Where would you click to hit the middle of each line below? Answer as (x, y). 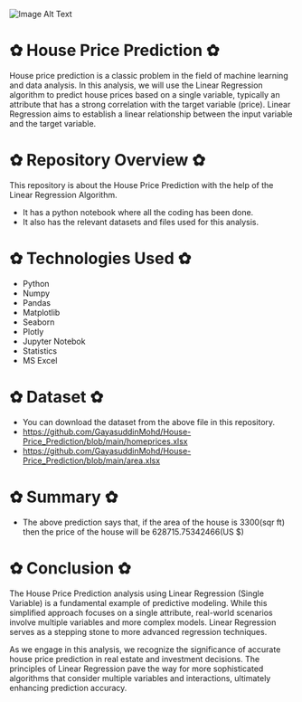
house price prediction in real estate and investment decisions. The (135, 659)
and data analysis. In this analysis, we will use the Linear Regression (137, 85)
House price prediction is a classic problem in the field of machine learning (149, 75)
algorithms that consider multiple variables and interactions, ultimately (140, 678)
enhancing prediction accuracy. (68, 688)
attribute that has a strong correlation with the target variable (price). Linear (150, 104)
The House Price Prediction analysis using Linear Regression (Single (137, 593)
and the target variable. (53, 123)
